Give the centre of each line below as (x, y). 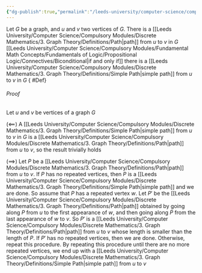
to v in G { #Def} (26, 80)
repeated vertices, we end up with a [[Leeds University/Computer (87, 251)
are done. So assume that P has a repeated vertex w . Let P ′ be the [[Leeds (98, 193)
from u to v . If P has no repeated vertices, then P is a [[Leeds (82, 174)
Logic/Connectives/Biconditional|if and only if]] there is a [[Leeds (87, 61)
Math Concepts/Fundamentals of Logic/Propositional (72, 54)
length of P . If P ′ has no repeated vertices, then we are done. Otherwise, (96, 238)
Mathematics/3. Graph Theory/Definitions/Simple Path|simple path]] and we (100, 186)
